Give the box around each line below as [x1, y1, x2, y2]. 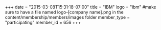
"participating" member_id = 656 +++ [5, 19, 81, 25]
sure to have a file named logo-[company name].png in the [5, 9, 124, 15]
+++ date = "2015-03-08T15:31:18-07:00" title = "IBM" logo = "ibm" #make [5, 4, 157, 10]
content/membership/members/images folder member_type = [5, 15, 130, 20]
